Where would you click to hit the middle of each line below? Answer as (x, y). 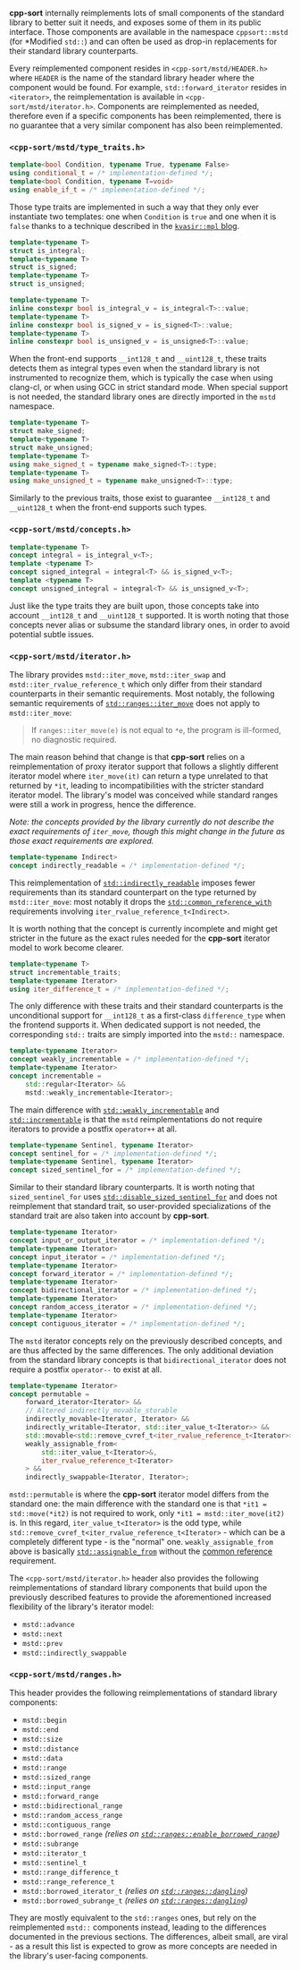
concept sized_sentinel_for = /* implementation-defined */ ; (125, 1170)
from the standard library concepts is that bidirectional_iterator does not (148, 1360)
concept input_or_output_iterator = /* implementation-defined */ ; (137, 1241)
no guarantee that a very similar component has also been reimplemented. (146, 125)
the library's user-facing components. (79, 1956)
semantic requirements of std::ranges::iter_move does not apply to (135, 704)
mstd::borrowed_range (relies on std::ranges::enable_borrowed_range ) (151, 1834)
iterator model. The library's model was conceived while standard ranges (144, 795)
